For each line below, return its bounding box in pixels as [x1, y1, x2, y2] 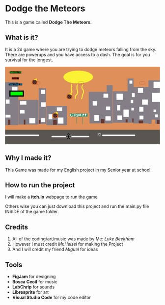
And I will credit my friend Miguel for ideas [12, 246, 98, 253]
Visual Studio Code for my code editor [12, 294, 91, 300]
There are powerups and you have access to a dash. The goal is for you [5, 51, 151, 57]
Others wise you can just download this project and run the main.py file [5, 203, 149, 209]
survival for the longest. [5, 57, 53, 63]
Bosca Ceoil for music [12, 279, 57, 284]
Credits [5, 223, 28, 231]
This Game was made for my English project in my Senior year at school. [5, 167, 152, 173]
